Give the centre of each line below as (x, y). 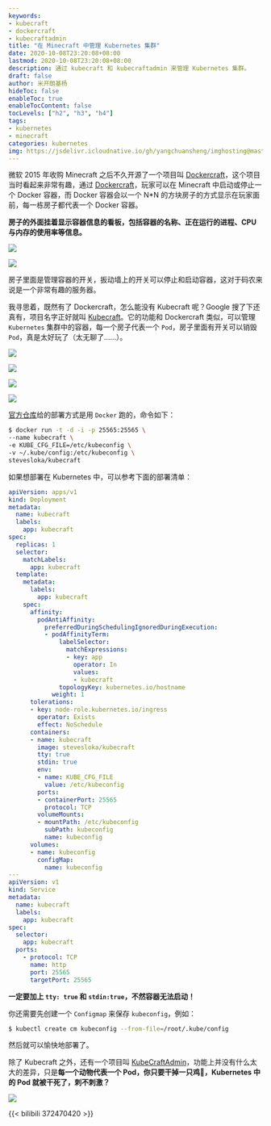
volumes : (44, 844)
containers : (50, 732)
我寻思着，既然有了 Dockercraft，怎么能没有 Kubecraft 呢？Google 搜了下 (131, 307)
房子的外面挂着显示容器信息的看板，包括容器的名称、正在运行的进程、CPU (132, 222)
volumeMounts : (61, 815)
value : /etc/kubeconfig (84, 785)
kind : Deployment (38, 500)
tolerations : (52, 702)
